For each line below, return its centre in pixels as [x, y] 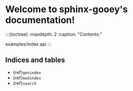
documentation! [40, 20]
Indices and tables [35, 60]
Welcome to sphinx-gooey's [66, 9]
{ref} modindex [27, 78]
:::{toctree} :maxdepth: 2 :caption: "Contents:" [54, 34]
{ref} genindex [27, 72]
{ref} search [25, 83]
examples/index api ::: [28, 44]
